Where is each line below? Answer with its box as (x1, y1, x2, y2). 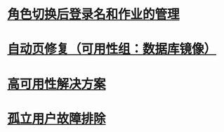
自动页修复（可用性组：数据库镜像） (7, 41, 217, 57)
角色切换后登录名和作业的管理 (7, 6, 180, 22)
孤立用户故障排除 (7, 110, 107, 126)
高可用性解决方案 (7, 76, 107, 92)
